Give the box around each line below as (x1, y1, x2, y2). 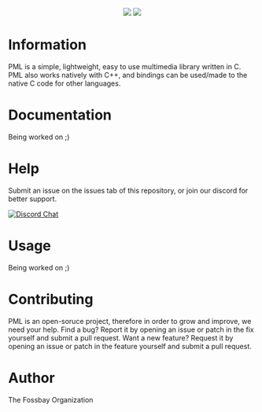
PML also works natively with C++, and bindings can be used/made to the (8, 70, 248, 79)
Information (8, 36, 87, 54)
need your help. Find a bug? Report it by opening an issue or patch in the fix (8, 325, 254, 334)
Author (8, 369, 55, 387)
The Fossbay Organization (8, 395, 94, 404)
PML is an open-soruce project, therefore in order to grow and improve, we (8, 316, 252, 326)
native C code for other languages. (8, 79, 121, 88)
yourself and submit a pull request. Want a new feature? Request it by (8, 333, 234, 342)
